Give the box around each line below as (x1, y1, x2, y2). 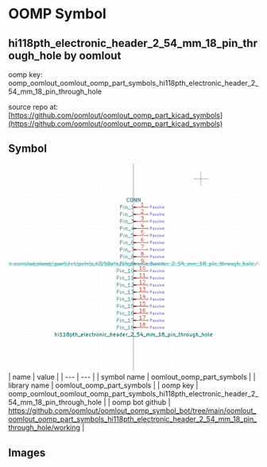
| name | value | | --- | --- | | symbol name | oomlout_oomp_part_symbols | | (8, 372, 256, 382)
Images (8, 446, 46, 459)
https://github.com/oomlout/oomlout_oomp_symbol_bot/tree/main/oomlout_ (8, 406, 257, 415)
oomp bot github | (112, 398, 171, 407)
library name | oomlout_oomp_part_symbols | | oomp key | (8, 380, 199, 390)
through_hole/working (8, 423, 81, 433)
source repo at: (8, 102, 58, 111)
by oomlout (64, 48, 122, 62)
